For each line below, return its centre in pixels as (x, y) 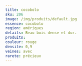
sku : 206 (14, 14)
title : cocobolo (22, 10)
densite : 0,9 (19, 47)
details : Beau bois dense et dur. (41, 33)
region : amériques (24, 28)
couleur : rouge (21, 42)
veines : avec (19, 51)
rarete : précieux (23, 56)
